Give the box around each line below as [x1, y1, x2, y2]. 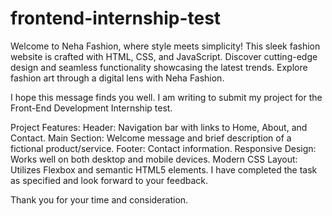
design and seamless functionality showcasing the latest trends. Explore [10, 61, 308, 73]
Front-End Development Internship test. [10, 102, 173, 114]
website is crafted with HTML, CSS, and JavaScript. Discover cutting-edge [10, 50, 318, 62]
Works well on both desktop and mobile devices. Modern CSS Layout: [10, 153, 298, 165]
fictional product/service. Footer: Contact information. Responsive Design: [10, 142, 317, 154]
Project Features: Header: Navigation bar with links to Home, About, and [10, 121, 308, 133]
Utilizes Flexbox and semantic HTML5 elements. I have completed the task [10, 163, 318, 176]
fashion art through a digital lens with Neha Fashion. [10, 72, 225, 84]
